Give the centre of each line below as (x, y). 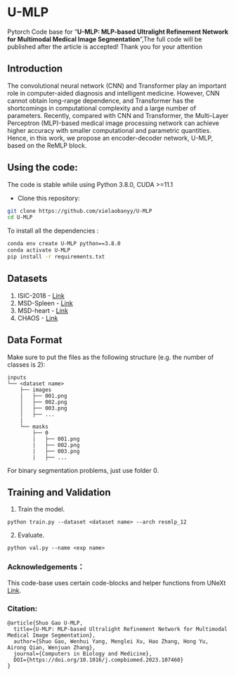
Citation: (22, 609)
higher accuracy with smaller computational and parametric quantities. (110, 130)
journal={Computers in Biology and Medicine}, (83, 654)
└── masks (34, 427)
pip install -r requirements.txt (56, 257)
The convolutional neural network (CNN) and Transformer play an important (117, 86)
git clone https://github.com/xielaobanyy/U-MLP (80, 211)
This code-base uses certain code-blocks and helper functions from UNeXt (117, 583)
